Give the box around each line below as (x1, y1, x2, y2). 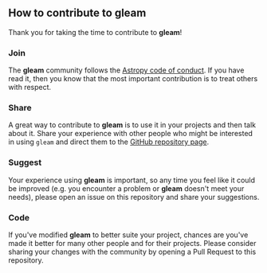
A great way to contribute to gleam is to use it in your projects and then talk (8, 120, 257, 130)
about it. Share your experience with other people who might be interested (8, 129, 253, 138)
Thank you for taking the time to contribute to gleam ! (8, 27, 183, 37)
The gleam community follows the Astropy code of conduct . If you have (8, 65, 245, 75)
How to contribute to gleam (8, 6, 147, 20)
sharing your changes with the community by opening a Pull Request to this (8, 247, 257, 256)
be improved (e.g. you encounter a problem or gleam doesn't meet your (8, 183, 245, 193)
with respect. (8, 83, 52, 92)
